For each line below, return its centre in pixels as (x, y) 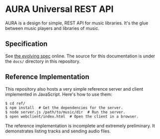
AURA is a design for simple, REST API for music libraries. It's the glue (77, 23)
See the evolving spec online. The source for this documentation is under (80, 56)
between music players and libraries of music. (52, 28)
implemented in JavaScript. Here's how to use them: (59, 94)
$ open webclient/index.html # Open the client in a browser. (72, 116)
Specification (26, 44)
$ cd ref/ (15, 103)
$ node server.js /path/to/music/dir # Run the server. (65, 112)
